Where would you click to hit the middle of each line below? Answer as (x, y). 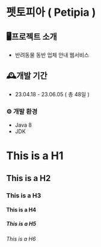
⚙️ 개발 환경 (22, 111)
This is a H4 (21, 210)
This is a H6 (21, 239)
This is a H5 (21, 223)
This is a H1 (35, 156)
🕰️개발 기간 (27, 76)
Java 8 (23, 125)
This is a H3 (24, 196)
